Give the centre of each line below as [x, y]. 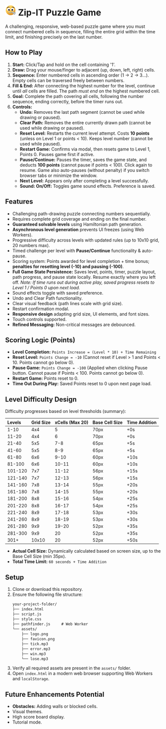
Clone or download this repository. [48, 589]
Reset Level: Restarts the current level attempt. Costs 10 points [84, 133]
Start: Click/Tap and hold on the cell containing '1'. [64, 65]
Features [19, 202]
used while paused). [40, 144]
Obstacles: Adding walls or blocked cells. [55, 706]
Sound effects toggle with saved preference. [58, 293]
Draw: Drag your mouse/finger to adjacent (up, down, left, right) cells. [83, 70]
